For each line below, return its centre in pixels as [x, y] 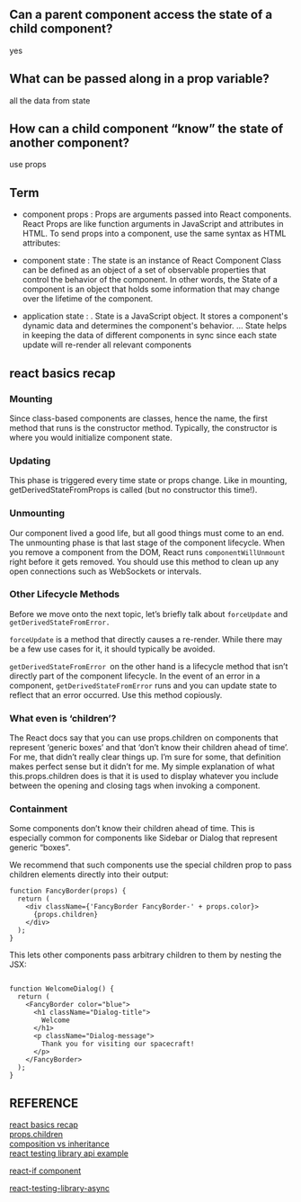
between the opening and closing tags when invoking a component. [135, 785]
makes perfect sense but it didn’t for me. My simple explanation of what [142, 767]
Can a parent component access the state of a [141, 15]
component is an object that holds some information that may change [151, 289]
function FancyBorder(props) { [68, 891]
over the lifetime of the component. [88, 299]
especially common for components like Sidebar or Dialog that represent [144, 838]
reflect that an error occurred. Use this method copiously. [116, 695]
